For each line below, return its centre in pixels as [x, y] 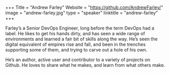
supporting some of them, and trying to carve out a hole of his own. [76, 50]
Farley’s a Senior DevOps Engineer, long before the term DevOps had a [80, 28]
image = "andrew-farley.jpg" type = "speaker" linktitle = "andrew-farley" [82, 13]
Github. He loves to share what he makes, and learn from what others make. [85, 65]
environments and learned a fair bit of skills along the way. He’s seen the [81, 39]
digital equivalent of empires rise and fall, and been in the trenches [76, 44]
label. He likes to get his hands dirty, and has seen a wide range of [75, 33]
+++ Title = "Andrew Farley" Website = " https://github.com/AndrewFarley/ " [84, 7]
